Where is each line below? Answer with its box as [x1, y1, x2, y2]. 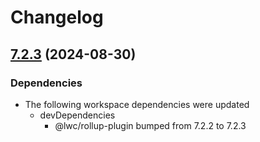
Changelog [10, 6, 104, 29]
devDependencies [39, 109, 116, 121]
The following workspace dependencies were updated [24, 98, 250, 110]
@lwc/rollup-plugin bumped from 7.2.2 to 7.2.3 [54, 119, 247, 131]
